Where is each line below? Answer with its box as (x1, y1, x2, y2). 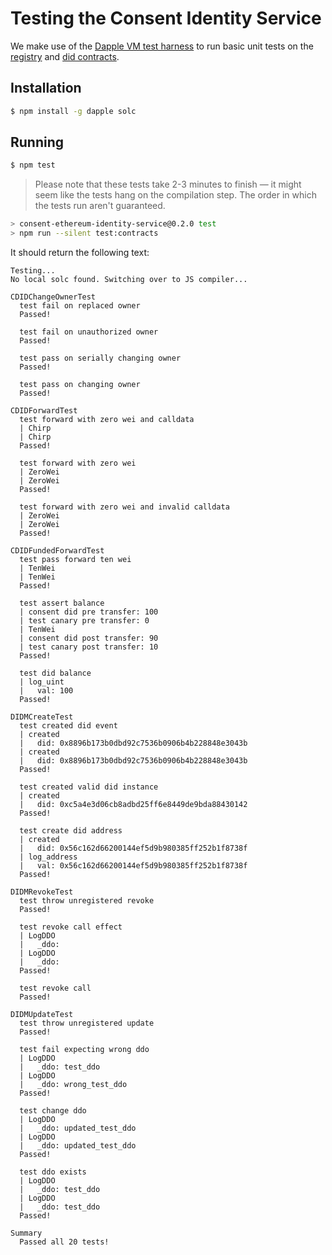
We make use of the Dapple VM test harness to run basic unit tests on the (10, 40, 314, 52)
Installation (10, 80, 82, 97)
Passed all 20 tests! (19, 1237, 110, 1247)
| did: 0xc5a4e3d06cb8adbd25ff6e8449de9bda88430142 (19, 800, 248, 810)
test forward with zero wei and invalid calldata (19, 502, 230, 512)
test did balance (19, 668, 92, 679)
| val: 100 (19, 686, 74, 696)
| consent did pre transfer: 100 (19, 607, 159, 617)
